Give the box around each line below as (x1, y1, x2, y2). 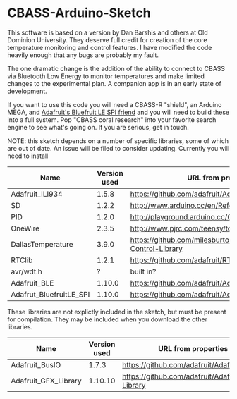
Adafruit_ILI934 (11, 189, 63, 199)
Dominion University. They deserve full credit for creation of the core (7, 35, 207, 44)
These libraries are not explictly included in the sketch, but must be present (7, 307, 227, 316)
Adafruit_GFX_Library (11, 376, 83, 386)
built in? (130, 266, 157, 276)
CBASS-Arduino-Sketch (7, 5, 152, 21)
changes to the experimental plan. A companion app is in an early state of (7, 79, 222, 87)
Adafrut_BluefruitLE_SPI (11, 289, 90, 299)
